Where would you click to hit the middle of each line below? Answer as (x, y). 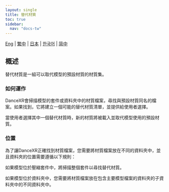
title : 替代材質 (21, 15)
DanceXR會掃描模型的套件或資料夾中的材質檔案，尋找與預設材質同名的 (79, 101)
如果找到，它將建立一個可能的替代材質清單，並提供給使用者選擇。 (82, 107)
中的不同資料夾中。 (34, 184)
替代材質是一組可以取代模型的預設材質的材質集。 (56, 74)
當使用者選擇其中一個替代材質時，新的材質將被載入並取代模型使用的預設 (80, 118)
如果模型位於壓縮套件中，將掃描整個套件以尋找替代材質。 (65, 167)
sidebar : (14, 24)
